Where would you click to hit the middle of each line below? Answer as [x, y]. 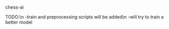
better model [19, 22]
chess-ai [15, 7]
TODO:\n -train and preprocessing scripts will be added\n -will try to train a [84, 17]
